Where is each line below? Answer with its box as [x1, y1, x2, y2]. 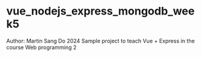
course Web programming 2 [6, 44, 77, 51]
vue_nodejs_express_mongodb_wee [6, 4, 195, 18]
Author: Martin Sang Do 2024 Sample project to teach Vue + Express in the [6, 37, 195, 44]
